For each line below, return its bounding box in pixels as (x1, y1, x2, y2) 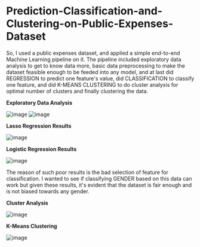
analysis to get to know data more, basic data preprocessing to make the (6, 62, 185, 69)
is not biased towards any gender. (6, 187, 90, 195)
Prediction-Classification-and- (6, 4, 163, 18)
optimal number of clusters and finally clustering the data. (6, 87, 149, 94)
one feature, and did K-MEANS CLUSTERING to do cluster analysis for (6, 81, 179, 88)
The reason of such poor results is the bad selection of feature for (6, 169, 169, 176)
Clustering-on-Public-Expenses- (6, 17, 174, 31)
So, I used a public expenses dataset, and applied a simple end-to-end (6, 49, 180, 56)
